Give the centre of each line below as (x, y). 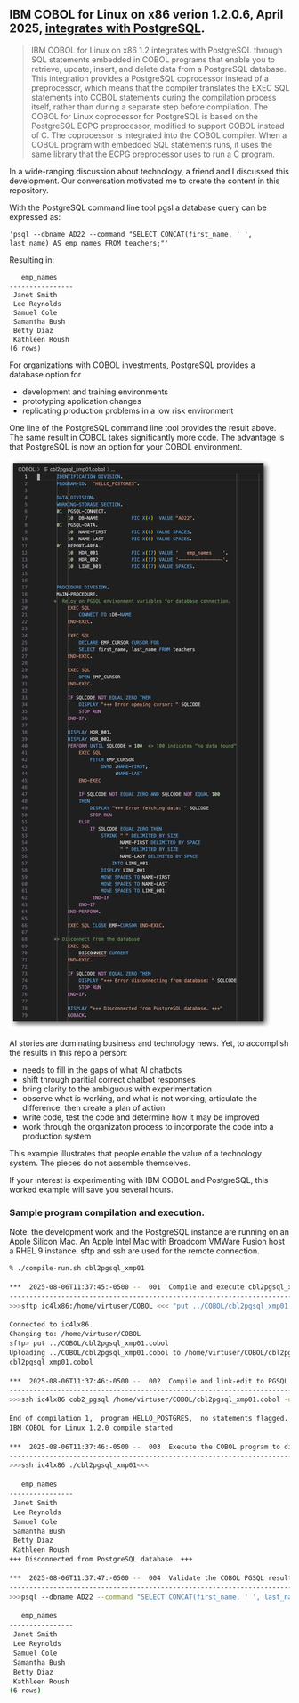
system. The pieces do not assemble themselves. (100, 1163)
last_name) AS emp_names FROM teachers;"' (89, 243)
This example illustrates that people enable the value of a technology (136, 1153)
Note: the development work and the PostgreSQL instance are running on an (149, 1232)
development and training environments (95, 392)
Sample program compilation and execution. (107, 1212)
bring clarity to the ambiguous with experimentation (117, 1089)
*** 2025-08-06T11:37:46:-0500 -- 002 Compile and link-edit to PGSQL (149, 1381)
